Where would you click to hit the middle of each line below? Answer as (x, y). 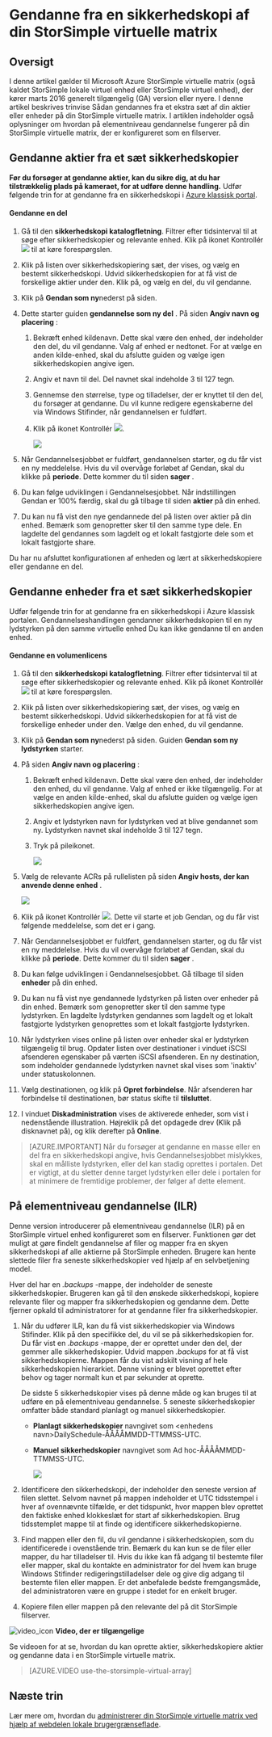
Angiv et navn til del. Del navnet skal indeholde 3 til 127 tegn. (134, 379)
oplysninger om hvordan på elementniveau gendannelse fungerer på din (129, 124)
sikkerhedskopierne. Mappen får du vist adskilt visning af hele (124, 1360)
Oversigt (31, 62)
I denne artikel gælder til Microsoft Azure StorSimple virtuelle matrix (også (132, 81)
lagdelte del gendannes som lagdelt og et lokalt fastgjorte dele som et (137, 534)
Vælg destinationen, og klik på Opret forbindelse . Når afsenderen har (137, 1090)
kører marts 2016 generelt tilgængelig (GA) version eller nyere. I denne (126, 98)
